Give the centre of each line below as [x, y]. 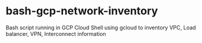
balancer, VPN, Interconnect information [56, 33]
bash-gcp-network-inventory [82, 11]
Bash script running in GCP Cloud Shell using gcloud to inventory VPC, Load [101, 27]
